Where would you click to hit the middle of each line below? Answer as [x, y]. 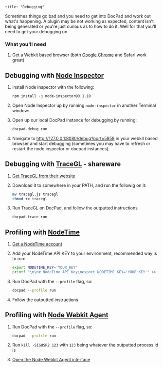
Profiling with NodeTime [43, 232]
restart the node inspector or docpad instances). [61, 148]
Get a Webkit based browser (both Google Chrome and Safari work [79, 55]
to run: [19, 259]
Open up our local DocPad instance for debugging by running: [74, 120]
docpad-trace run [30, 217]
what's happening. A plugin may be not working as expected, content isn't [80, 21]
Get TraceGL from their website [44, 176]
